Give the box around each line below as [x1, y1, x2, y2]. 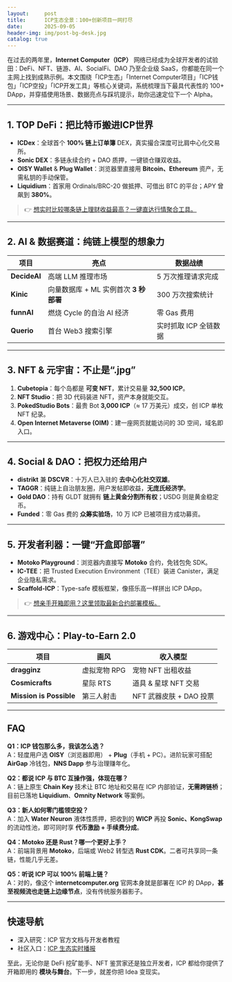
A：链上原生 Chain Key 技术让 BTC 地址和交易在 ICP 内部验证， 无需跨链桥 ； [7, 782, 224, 790]
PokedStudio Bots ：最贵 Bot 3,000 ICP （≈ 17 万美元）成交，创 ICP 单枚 [17, 401, 224, 409]
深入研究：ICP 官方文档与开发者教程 [17, 935, 120, 944]
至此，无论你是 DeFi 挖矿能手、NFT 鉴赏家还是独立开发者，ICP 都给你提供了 [7, 958, 224, 967]
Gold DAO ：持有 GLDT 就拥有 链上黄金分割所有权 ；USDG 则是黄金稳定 [17, 492, 219, 501]
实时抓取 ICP [156, 321, 198, 331]
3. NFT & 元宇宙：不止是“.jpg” [7, 364, 136, 376]
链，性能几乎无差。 [7, 855, 62, 863]
